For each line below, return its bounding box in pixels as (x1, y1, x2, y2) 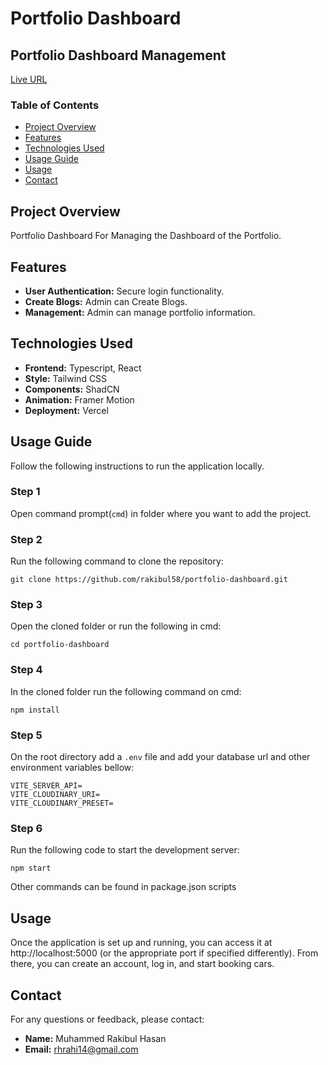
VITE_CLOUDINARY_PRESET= (10, 798, 114, 809)
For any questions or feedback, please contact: (10, 1013, 205, 1025)
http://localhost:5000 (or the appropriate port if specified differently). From (10, 947, 319, 959)
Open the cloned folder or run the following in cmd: (10, 620, 222, 632)
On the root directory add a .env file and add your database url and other (10, 751, 311, 763)
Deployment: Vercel (24, 404, 109, 416)
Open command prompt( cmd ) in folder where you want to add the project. (10, 507, 312, 519)
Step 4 (10, 663, 43, 677)
